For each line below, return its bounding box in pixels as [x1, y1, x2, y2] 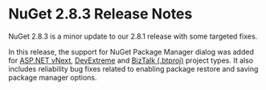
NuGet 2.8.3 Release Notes [8, 5, 193, 23]
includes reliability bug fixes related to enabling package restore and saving [8, 63, 259, 73]
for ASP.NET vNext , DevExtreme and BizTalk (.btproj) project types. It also [8, 55, 254, 65]
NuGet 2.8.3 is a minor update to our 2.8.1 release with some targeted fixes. [8, 31, 258, 41]
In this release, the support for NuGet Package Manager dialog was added [8, 47, 255, 56]
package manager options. [8, 72, 98, 82]
